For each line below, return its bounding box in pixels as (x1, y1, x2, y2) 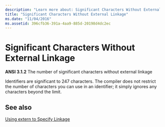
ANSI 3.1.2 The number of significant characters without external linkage (5, 69, 153, 75)
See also (5, 103, 32, 111)
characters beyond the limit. (5, 89, 62, 95)
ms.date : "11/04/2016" (5, 16, 52, 21)
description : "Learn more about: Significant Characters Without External (5, 7, 162, 12)
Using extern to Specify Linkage (5, 116, 70, 122)
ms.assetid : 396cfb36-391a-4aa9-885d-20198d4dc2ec (5, 21, 111, 26)
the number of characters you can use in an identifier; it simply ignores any (5, 84, 157, 90)
